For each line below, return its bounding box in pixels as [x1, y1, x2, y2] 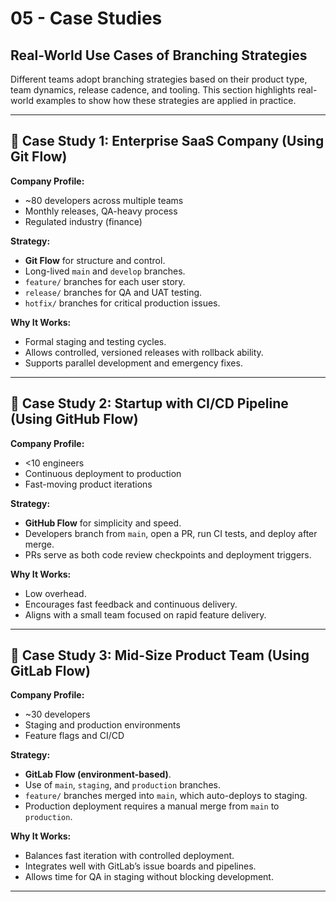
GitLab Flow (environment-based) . [24, 768, 172, 781]
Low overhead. [24, 587, 87, 599]
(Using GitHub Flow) [10, 411, 139, 428]
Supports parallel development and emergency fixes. [24, 357, 243, 369]
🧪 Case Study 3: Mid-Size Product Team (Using [10, 647, 310, 664]
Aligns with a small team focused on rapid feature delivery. [24, 608, 267, 621]
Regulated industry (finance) [24, 215, 143, 227]
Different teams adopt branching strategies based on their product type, [10, 73, 308, 85]
